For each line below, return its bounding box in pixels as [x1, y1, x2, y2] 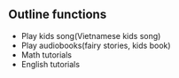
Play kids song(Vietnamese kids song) [20, 30, 161, 41]
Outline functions [8, 7, 107, 22]
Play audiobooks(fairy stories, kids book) [20, 40, 171, 51]
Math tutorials [20, 49, 73, 60]
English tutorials [20, 58, 81, 69]
